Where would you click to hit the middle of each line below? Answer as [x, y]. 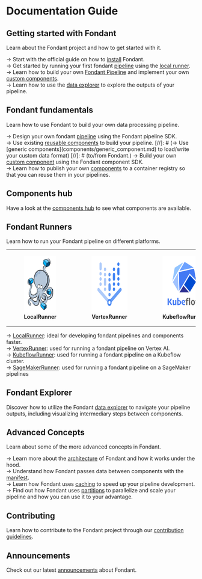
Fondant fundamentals [50, 110]
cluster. [16, 361]
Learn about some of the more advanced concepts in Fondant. [84, 447]
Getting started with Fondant [61, 33]
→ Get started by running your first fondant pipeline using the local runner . [98, 66]
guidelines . [20, 537]
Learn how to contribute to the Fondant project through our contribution [95, 530]
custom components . [32, 78]
